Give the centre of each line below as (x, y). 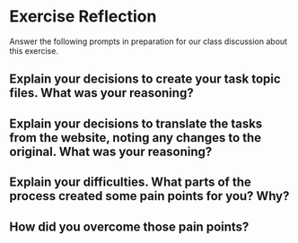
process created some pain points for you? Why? (149, 196)
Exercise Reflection (83, 17)
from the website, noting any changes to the (136, 138)
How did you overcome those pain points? (129, 226)
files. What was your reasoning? (102, 93)
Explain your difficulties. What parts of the (130, 182)
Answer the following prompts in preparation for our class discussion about (149, 41)
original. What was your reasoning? (111, 151)
